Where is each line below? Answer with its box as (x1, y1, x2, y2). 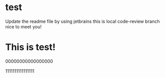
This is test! (5, 42, 56, 53)
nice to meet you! (5, 23, 42, 29)
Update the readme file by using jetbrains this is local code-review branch (5, 18, 160, 24)
